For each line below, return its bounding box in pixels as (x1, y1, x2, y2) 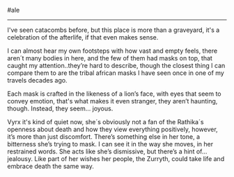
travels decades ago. (7, 76, 68, 84)
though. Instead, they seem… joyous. (7, 104, 114, 112)
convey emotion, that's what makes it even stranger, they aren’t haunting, (7, 97, 218, 105)
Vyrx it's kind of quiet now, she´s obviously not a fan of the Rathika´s (7, 118, 204, 126)
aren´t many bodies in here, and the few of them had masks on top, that (7, 54, 212, 62)
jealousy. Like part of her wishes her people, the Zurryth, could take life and (7, 155, 225, 162)
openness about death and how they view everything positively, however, (7, 125, 218, 133)
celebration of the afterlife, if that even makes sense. (7, 33, 159, 41)
